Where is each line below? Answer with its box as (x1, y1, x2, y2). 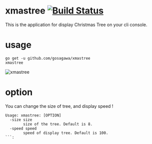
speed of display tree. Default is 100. (23, 130, 108, 135)
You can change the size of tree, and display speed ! (5, 103, 113, 109)
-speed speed (9, 126, 37, 131)
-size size (9, 117, 32, 122)
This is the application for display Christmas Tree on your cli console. (5, 22, 147, 28)
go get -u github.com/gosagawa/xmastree (5, 56, 91, 61)
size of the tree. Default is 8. (23, 121, 93, 126)
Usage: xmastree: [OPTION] (5, 113, 61, 118)
